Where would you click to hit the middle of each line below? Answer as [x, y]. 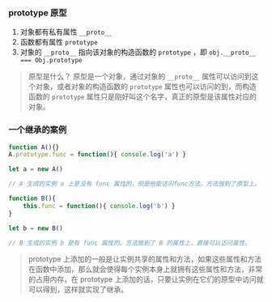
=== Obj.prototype [51, 61]
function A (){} [34, 147]
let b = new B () [36, 228]
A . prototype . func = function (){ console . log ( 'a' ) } [97, 155]
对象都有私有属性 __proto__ [66, 32]
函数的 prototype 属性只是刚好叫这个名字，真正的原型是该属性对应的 [142, 97]
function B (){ [32, 199]
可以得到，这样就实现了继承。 [78, 290]
